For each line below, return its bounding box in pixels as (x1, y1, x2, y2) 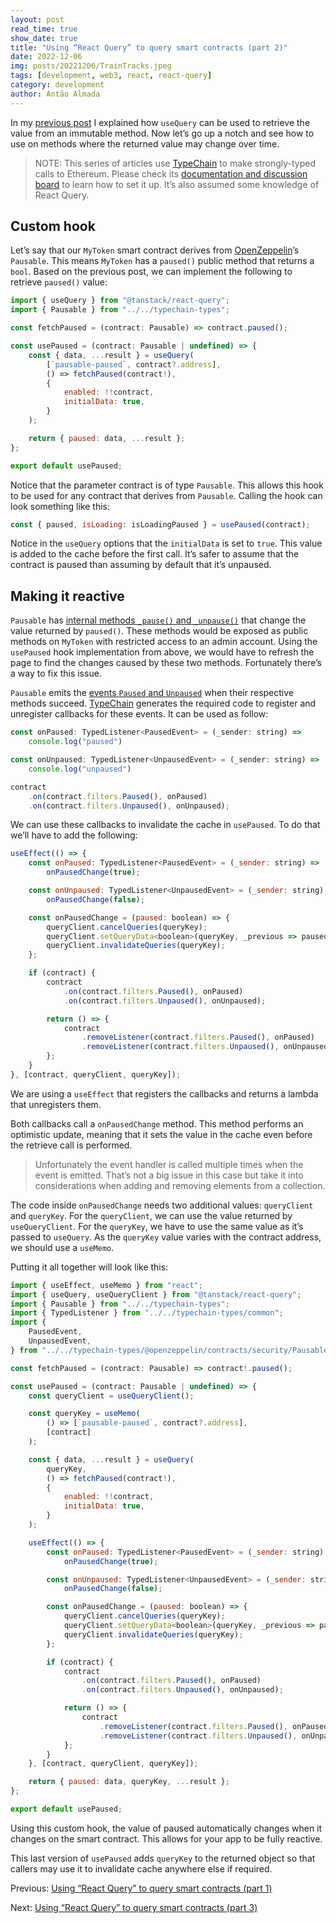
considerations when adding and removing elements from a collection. (34, 1179, 326, 1191)
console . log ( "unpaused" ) (28, 764, 132, 774)
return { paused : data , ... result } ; (28, 433, 186, 443)
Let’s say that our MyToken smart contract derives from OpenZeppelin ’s (10, 244, 300, 256)
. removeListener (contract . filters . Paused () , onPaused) (81, 1032, 315, 1043)
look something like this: (10, 500, 110, 512)
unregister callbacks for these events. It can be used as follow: (10, 708, 269, 720)
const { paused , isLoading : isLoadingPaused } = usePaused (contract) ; (10, 519, 311, 530)
